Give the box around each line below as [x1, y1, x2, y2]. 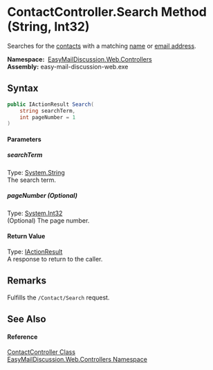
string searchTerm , [19, 107, 76, 114]
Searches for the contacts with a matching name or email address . [7, 41, 196, 50]
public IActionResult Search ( [7, 101, 95, 108]
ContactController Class [7, 348, 76, 356]
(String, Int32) [7, 19, 90, 35]
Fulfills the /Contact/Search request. [7, 293, 110, 302]
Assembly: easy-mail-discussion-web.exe [7, 62, 129, 71]
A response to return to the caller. [7, 255, 103, 263]
